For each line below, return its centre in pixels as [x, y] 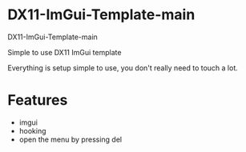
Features [38, 100]
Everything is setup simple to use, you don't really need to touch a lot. [123, 68]
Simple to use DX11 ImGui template [65, 52]
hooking [32, 130]
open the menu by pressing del [70, 139]
